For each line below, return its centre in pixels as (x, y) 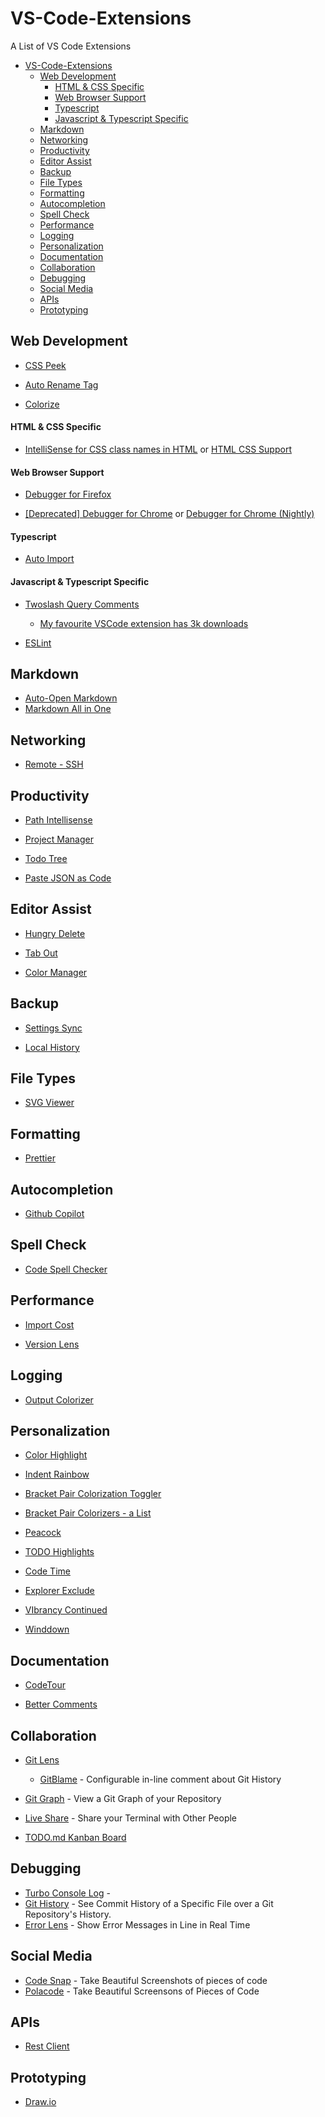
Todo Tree (46, 858)
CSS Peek (45, 365)
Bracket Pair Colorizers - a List (88, 1513)
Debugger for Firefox (68, 494)
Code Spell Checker (66, 1269)
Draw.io (40, 2102)
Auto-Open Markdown (71, 698)
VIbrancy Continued (66, 1610)
